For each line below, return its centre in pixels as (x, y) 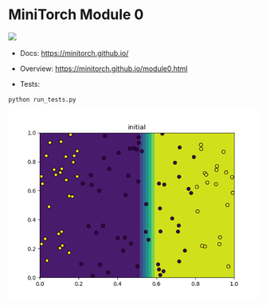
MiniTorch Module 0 (76, 15)
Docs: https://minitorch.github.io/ (74, 53)
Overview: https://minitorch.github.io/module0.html (104, 68)
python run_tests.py (43, 100)
